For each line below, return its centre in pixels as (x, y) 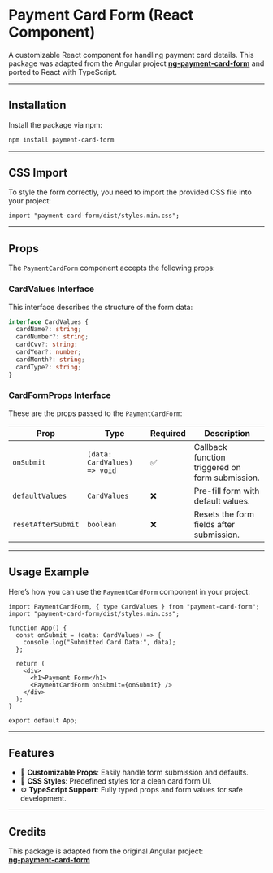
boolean (102, 524)
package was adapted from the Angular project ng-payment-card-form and (136, 63)
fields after (214, 524)
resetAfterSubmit (46, 524)
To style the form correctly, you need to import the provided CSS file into (130, 192)
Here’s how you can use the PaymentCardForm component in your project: (129, 591)
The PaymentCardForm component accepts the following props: (112, 268)
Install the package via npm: (56, 124)
